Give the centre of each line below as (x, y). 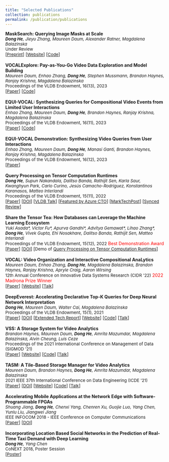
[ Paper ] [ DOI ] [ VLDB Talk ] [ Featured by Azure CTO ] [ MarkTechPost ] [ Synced (82, 202)
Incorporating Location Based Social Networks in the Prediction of (76, 433)
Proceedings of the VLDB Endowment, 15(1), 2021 (55, 312)
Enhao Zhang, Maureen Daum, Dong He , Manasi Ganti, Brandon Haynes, (78, 150)
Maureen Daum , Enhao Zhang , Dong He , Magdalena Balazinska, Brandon (79, 265)
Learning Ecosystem (27, 223)
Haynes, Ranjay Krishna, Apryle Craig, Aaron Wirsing (58, 270)
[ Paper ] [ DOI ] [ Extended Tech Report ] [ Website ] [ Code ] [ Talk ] (67, 318)
